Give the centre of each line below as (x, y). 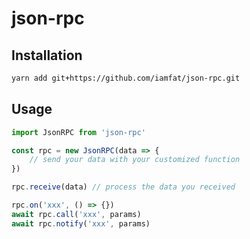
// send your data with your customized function (135, 160)
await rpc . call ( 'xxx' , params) (76, 214)
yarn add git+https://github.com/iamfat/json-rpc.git (126, 78)
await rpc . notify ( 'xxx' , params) (81, 223)
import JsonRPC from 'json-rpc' (78, 132)
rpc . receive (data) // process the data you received (123, 187)
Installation (47, 55)
